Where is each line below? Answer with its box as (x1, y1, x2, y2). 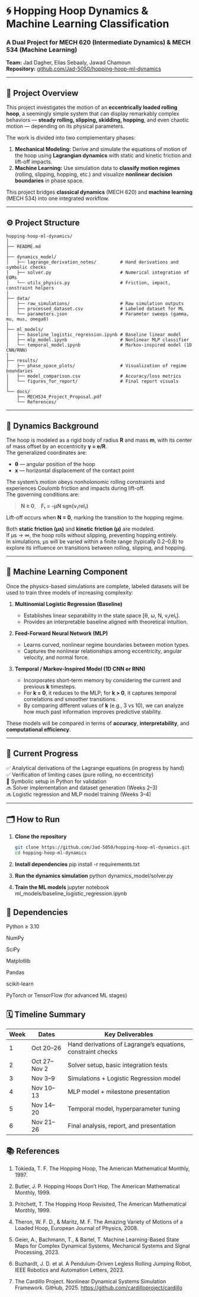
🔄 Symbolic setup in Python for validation (6, 778, 107, 785)
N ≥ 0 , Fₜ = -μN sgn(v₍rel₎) (20, 502, 89, 509)
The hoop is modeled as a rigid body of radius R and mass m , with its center (6, 436, 192, 444)
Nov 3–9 (31, 1074, 55, 1082)
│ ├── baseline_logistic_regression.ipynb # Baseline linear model (6, 332, 182, 338)
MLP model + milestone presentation (68, 1087, 170, 1096)
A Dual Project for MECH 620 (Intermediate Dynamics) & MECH (6, 38, 191, 47)
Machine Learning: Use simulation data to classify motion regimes (14, 165, 180, 172)
